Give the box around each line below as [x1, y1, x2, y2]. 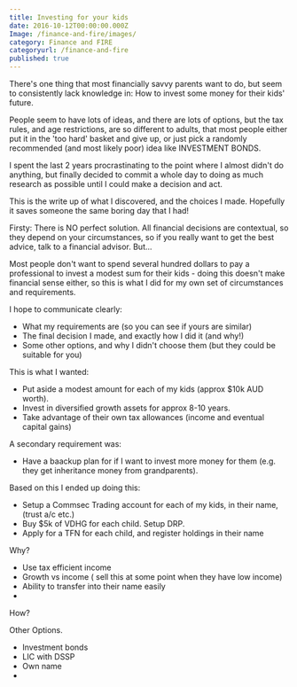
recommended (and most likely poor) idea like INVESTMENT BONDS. [9, 143, 262, 153]
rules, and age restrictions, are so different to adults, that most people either [9, 124, 288, 134]
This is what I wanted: [9, 367, 90, 377]
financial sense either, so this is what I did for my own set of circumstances [9, 277, 284, 288]
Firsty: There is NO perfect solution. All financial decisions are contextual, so [9, 222, 289, 233]
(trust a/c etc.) [21, 509, 75, 519]
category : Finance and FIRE [9, 37, 113, 47]
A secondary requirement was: [9, 439, 122, 449]
